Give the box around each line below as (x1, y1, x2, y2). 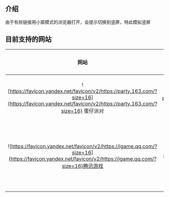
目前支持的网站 (5, 35, 52, 44)
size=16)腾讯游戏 (61, 162, 104, 169)
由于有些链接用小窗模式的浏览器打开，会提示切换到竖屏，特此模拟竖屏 (5, 19, 151, 25)
